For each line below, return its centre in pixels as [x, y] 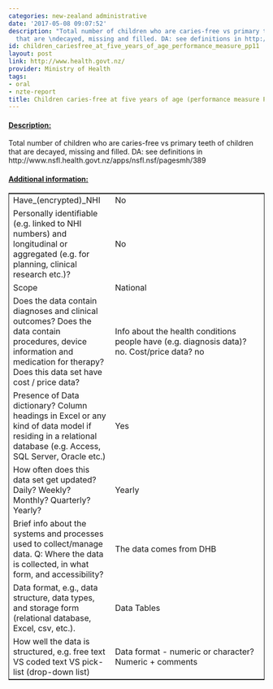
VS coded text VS [47, 661]
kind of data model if [52, 425]
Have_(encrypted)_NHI [57, 200]
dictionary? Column [50, 405]
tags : [17, 76]
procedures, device [50, 341]
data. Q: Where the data [58, 554]
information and [43, 351]
